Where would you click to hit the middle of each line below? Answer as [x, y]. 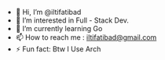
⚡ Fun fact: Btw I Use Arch [58, 49]
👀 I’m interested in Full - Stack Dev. [72, 20]
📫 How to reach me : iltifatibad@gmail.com [86, 37]
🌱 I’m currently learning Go [59, 28]
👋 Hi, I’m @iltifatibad [48, 12]
